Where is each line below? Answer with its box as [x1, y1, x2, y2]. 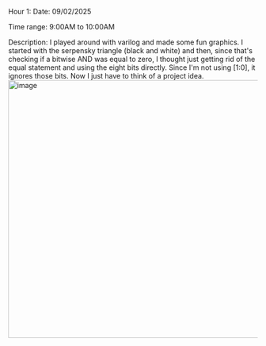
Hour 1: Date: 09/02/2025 [8, 7, 92, 16]
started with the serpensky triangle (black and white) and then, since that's [8, 46, 253, 55]
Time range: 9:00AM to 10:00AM [8, 22, 115, 31]
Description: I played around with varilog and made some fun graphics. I [8, 37, 244, 47]
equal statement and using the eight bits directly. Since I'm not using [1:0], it [8, 63, 256, 72]
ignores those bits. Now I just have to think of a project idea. [8, 71, 204, 80]
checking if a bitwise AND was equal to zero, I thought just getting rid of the [8, 55, 256, 63]
